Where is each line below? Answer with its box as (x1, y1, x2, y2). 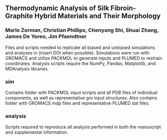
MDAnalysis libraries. (5, 65, 49, 71)
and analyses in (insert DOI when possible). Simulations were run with (5, 49, 149, 55)
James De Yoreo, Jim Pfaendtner (5, 33, 87, 40)
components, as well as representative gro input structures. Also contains (5, 94, 157, 100)
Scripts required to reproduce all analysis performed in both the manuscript (5, 124, 161, 130)
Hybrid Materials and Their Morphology (34, 12, 161, 20)
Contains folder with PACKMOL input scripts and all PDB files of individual (5, 89, 158, 95)
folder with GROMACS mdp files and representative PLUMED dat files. (5, 100, 150, 106)
